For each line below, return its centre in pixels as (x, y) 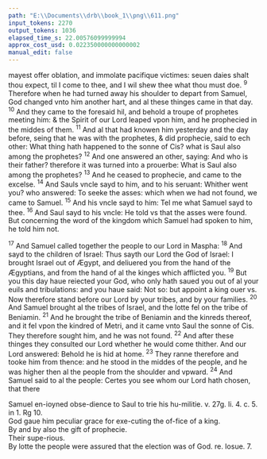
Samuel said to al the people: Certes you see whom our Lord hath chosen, (130, 380)
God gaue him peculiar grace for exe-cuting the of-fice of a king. (114, 421)
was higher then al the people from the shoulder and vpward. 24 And (120, 371)
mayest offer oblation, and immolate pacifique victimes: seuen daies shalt (129, 75)
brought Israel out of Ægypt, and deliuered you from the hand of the (120, 262)
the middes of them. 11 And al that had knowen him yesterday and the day (128, 129)
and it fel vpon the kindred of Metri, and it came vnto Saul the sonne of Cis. (131, 326)
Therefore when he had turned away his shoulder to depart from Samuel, (128, 93)
